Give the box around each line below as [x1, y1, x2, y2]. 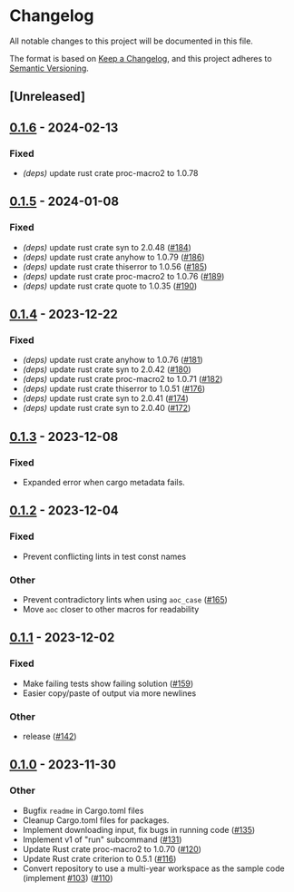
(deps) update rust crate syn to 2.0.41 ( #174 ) [22, 393, 189, 404]
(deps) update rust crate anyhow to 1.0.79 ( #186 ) [22, 251, 206, 262]
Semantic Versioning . [9, 63, 89, 74]
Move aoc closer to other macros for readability [22, 604, 200, 615]
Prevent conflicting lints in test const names [22, 551, 187, 562]
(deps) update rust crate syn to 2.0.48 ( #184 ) [22, 241, 192, 252]
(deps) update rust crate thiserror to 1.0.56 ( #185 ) [22, 260, 208, 272]
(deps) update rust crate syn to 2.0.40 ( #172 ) [22, 403, 191, 414]
